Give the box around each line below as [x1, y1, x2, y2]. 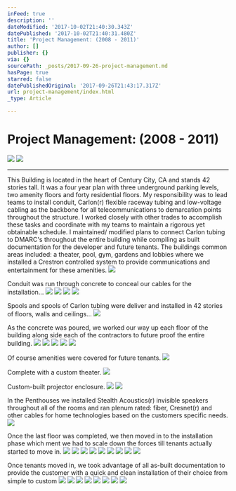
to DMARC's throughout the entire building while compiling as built [7, 235, 200, 243]
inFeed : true [7, 10, 46, 18]
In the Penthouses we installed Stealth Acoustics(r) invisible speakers [7, 396, 209, 404]
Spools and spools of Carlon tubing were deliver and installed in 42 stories [7, 301, 223, 309]
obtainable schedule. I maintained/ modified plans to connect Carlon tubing [7, 227, 225, 236]
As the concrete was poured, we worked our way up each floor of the [7, 323, 209, 332]
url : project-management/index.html [7, 88, 114, 95]
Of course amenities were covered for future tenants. [7, 354, 162, 362]
